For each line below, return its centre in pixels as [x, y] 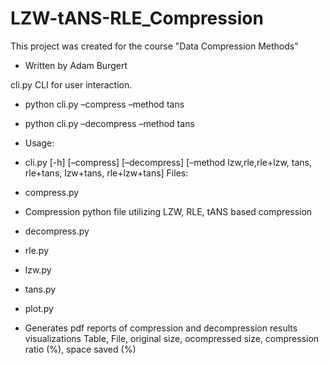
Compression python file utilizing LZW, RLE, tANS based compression [168, 211]
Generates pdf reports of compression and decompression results [161, 328]
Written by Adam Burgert [76, 65]
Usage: [39, 143]
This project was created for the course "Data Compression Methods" [154, 46]
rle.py [37, 250]
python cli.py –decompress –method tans [109, 123]
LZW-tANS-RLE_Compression [137, 18]
